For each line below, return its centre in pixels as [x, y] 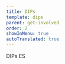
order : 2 [17, 28]
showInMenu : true [27, 34]
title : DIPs [21, 12]
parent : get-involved [33, 23]
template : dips [25, 17]
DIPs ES [16, 56]
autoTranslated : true [33, 39]
